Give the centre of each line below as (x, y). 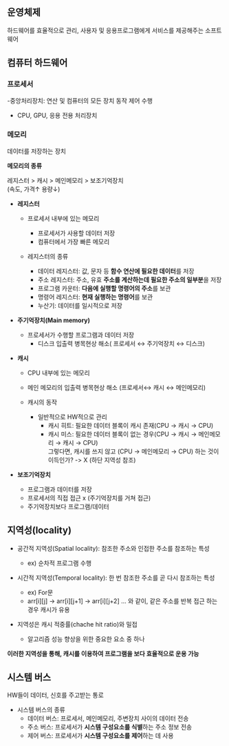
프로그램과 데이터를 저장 (60, 489)
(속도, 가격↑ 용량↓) (34, 189)
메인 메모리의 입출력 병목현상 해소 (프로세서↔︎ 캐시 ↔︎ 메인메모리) (117, 387)
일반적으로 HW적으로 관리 (73, 417)
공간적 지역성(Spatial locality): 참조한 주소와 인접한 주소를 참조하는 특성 (113, 548)
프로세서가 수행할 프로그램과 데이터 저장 (81, 335)
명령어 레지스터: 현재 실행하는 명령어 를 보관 (95, 297)
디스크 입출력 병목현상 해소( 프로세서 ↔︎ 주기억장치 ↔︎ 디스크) (121, 343)
